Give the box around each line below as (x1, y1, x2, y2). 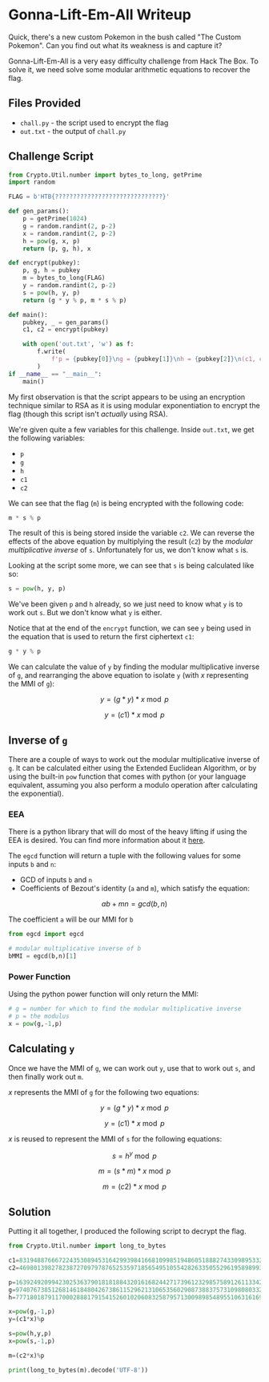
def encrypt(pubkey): (8, 259, 81, 267)
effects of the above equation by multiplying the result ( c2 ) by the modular (8, 537, 254, 546)
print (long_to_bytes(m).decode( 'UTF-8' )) (8, 1366, 149, 1374)
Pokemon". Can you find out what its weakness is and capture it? (8, 40, 223, 50)
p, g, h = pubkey (22, 266, 81, 274)
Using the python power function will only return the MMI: (8, 989, 199, 999)
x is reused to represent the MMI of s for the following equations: (8, 1133, 223, 1144)
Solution (8, 1205, 51, 1218)
